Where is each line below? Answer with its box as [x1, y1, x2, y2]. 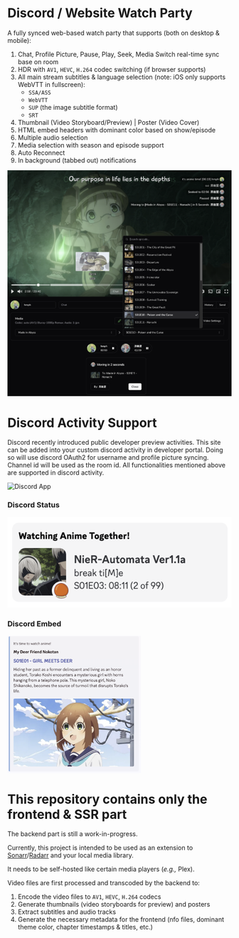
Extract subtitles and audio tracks [17, 907, 116, 917]
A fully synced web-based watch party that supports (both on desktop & [7, 29, 220, 37]
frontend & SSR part [7, 806, 127, 823]
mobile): [7, 36, 32, 44]
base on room [17, 57, 59, 66]
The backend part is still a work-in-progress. [7, 830, 138, 838]
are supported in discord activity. [7, 468, 105, 477]
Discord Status [7, 500, 60, 510]
